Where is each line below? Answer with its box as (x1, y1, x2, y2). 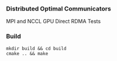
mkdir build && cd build (6, 45, 67, 51)
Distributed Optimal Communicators (6, 5, 111, 13)
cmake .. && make (6, 51, 49, 56)
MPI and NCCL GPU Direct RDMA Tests (6, 18, 101, 25)
